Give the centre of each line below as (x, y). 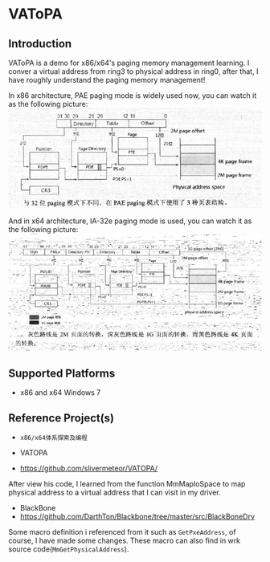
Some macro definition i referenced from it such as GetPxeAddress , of (122, 532)
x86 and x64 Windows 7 (60, 393)
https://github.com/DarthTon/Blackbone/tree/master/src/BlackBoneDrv (137, 517)
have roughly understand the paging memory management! (107, 80)
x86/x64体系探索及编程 (54, 438)
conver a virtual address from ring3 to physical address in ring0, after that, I (133, 71)
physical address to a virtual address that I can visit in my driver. (115, 493)
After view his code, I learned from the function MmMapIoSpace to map (127, 484)
